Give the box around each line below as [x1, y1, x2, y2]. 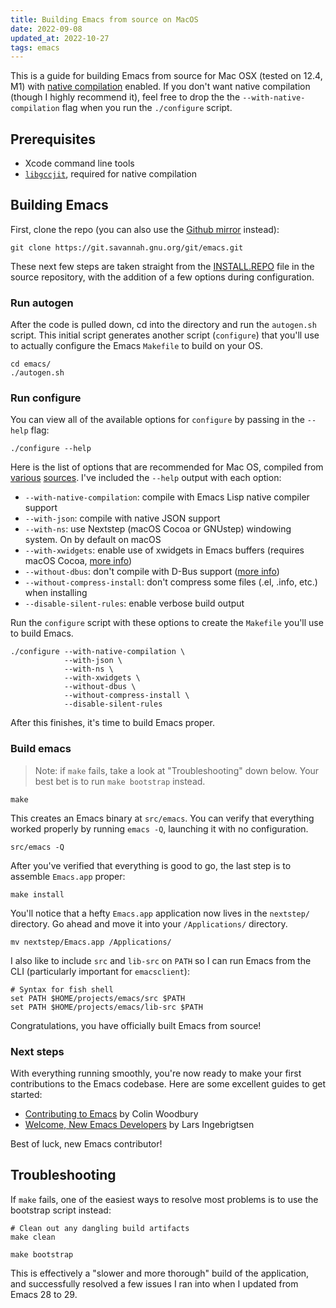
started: [10, 1089, 43, 1101]
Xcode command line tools [24, 157, 135, 170]
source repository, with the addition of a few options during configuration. [10, 271, 315, 283]
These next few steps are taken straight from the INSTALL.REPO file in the [10, 260, 315, 272]
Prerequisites [10, 131, 96, 148]
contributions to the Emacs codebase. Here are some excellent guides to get [10, 1078, 327, 1090]
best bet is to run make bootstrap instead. [34, 775, 206, 787]
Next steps [10, 1044, 65, 1058]
